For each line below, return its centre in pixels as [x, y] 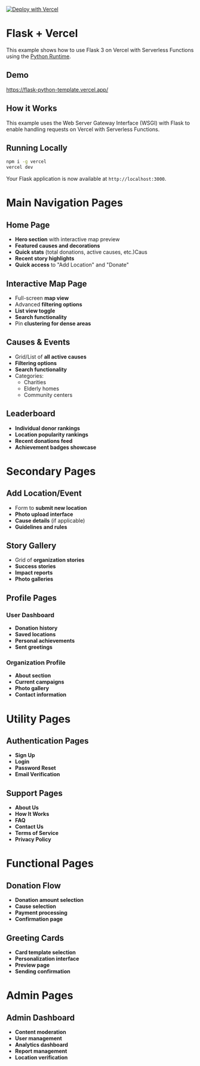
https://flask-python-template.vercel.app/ [57, 89]
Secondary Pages [51, 471]
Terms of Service [36, 833]
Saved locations [35, 634]
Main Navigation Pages [65, 203]
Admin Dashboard [41, 1018]
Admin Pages [40, 996]
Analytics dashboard [41, 1044]
